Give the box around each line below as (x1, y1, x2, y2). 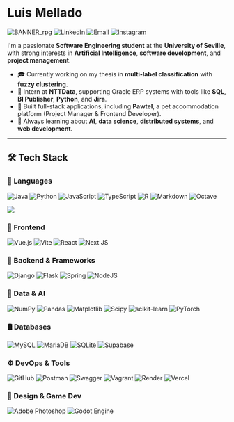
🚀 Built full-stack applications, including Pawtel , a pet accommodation (17, 102, 219, 111)
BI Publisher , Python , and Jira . (17, 95, 107, 103)
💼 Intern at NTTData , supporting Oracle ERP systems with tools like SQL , (17, 87, 226, 95)
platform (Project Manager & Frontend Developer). (17, 109, 162, 117)
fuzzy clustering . (17, 80, 68, 88)
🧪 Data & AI (7, 289, 46, 298)
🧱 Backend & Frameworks (7, 255, 95, 265)
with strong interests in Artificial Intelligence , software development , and (7, 49, 221, 57)
